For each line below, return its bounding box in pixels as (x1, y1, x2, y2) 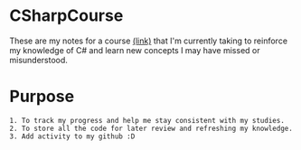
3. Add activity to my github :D (9, 132, 136, 141)
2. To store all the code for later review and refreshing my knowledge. (9, 124, 294, 133)
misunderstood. (9, 54, 68, 65)
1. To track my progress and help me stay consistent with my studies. (9, 116, 285, 125)
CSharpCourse (9, 5, 124, 26)
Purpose (9, 87, 75, 107)
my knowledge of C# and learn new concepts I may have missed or (9, 44, 260, 55)
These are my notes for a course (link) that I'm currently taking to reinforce (9, 35, 287, 46)
